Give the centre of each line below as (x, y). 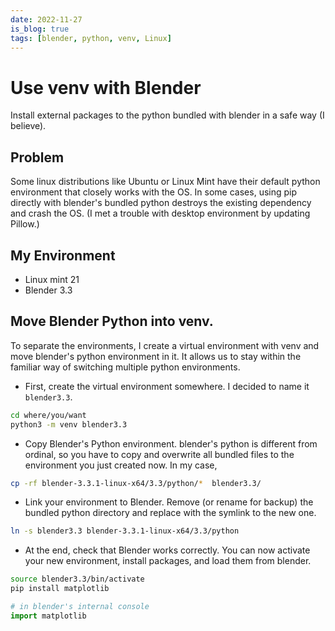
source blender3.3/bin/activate (77, 579)
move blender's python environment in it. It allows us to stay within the (156, 356)
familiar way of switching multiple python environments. (125, 367)
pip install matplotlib (60, 589)
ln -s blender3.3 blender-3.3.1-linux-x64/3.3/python (125, 531)
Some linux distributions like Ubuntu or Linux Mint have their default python (165, 182)
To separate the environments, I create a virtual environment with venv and (165, 345)
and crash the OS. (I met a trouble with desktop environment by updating (160, 213)
